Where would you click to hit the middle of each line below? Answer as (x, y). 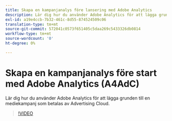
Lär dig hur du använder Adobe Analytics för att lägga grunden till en (78, 98)
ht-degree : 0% (20, 43)
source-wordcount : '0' (29, 39)
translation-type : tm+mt (32, 24)
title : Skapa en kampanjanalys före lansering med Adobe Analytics (79, 10)
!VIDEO (25, 113)
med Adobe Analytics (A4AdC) (72, 83)
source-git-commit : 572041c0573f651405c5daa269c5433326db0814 (73, 29)
